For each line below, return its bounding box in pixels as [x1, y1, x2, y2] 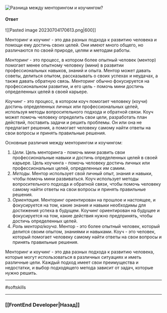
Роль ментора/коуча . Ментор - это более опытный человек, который [12, 223, 160, 229]
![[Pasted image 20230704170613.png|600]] [5, 27, 96, 33]
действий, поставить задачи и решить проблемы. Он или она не [5, 119, 142, 125]
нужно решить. [5, 270, 37, 276]
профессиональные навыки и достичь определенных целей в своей [12, 155, 158, 161]
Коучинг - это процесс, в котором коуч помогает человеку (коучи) [5, 99, 148, 104]
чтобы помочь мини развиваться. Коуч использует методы [12, 176, 139, 182]
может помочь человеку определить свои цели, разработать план [5, 114, 148, 120]
